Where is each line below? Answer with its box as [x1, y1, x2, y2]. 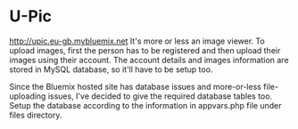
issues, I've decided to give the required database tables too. [47, 91, 273, 101]
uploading [9, 91, 46, 101]
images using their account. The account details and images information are [9, 54, 289, 65]
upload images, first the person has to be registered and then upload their [9, 44, 281, 55]
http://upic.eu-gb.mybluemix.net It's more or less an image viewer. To [9, 36, 265, 46]
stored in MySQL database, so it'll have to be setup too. [9, 64, 213, 75]
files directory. [9, 109, 62, 120]
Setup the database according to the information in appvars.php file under [9, 100, 282, 110]
